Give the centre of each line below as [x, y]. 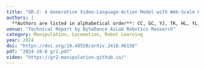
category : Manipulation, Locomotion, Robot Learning [75, 35]
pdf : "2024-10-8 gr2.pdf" [39, 52]
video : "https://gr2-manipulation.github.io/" [67, 57]
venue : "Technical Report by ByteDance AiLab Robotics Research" [91, 29]
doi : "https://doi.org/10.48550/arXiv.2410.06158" [72, 46]
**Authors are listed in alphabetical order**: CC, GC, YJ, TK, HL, [101, 23]
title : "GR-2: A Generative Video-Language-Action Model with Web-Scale [101, 12]
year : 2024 [20, 40]
